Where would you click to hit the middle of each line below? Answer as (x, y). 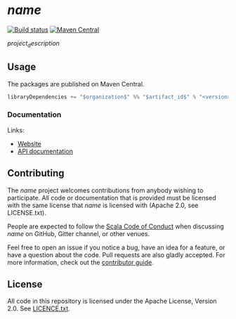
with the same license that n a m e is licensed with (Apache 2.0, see (103, 205)
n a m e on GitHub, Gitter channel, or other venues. (78, 233)
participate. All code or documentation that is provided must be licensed (112, 197)
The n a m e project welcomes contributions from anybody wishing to (105, 190)
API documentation (45, 151)
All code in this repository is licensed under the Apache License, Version (112, 301)
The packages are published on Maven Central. (76, 84)
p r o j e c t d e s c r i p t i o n (33, 44)
